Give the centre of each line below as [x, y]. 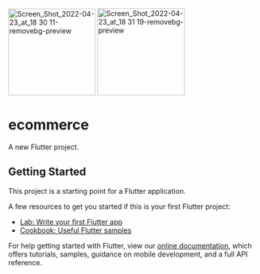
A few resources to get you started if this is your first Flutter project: [119, 206]
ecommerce [49, 125]
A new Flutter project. [44, 147]
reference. [25, 262]
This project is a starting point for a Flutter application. [97, 191]
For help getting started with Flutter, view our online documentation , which [130, 245]
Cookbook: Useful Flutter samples [76, 230]
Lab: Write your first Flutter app [71, 222]
